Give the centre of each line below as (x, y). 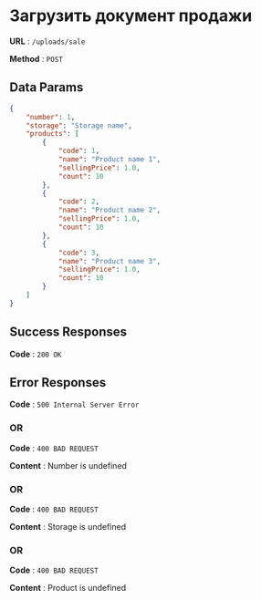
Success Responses (68, 332)
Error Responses (58, 383)
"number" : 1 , (51, 117)
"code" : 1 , (79, 151)
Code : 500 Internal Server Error (74, 404)
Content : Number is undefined (68, 465)
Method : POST (37, 58)
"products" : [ (52, 134)
